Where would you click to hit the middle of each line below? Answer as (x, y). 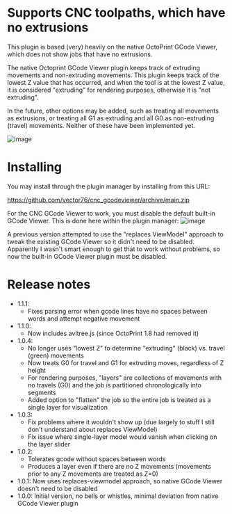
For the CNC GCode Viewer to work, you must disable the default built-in (111, 213)
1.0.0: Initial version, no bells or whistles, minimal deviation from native (118, 496)
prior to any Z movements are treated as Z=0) (93, 474)
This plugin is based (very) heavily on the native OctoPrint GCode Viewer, (112, 47)
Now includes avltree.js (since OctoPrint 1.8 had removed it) (113, 333)
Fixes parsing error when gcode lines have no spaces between (118, 311)
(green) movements (56, 355)
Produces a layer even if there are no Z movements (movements (119, 466)
